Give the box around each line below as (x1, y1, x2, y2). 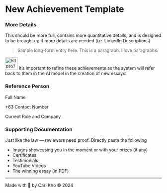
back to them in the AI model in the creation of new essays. (5, 71, 127, 77)
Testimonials (12, 158, 39, 164)
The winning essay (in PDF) (12, 168, 69, 174)
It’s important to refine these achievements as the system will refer (18, 65, 155, 71)
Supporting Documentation (5, 126, 73, 133)
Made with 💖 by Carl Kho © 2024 (5, 183, 74, 189)
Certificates (12, 152, 37, 158)
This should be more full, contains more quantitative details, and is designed (5, 32, 162, 38)
